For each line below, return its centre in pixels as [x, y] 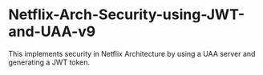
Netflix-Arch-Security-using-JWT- [127, 15]
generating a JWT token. [49, 62]
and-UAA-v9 [52, 32]
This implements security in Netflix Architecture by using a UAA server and [132, 53]
